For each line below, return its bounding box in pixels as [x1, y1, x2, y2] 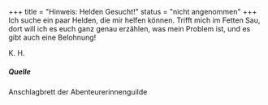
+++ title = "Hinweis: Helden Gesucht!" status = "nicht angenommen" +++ [8, 7, 257, 16]
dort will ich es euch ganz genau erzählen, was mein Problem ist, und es [8, 24, 251, 33]
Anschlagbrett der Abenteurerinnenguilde [8, 86, 148, 96]
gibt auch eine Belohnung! [8, 32, 97, 42]
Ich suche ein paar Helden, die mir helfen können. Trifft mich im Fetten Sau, [8, 15, 261, 25]
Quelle [8, 66, 31, 76]
